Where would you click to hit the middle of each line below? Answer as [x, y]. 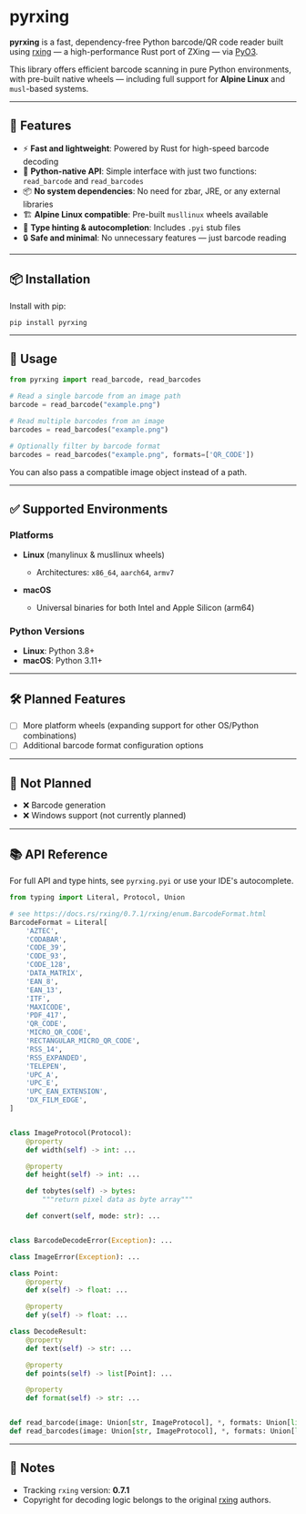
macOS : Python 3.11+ [62, 661]
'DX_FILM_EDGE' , [57, 1100]
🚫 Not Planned [51, 783]
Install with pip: [38, 306]
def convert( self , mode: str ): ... [93, 1216]
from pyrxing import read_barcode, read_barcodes [106, 380]
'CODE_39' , [46, 948]
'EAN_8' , [42, 981]
